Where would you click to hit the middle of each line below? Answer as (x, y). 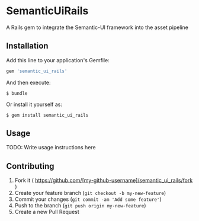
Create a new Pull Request (47, 212)
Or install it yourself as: (34, 104)
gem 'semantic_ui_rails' (37, 71)
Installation (27, 46)
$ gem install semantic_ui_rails (47, 115)
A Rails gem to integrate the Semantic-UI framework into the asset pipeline (97, 27)
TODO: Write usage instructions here (51, 148)
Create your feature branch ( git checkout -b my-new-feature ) (90, 193)
